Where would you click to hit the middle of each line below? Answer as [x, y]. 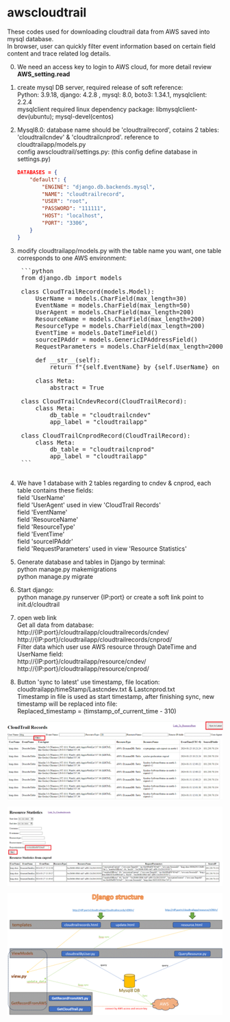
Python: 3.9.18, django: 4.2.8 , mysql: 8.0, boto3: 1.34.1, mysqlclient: [112, 95]
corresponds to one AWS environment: [72, 258]
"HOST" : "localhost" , [73, 216]
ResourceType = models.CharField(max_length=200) [120, 326]
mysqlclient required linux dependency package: [86, 109]
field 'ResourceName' [48, 519]
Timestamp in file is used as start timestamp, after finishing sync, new [115, 696]
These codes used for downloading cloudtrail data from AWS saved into [108, 32]
